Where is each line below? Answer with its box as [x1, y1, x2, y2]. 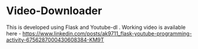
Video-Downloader [6, 4, 103, 18]
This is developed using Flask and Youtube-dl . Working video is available [6, 24, 186, 31]
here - [6, 30, 22, 37]
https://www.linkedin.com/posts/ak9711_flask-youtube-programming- [22, 30, 192, 37]
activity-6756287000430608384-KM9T [6, 36, 104, 43]
